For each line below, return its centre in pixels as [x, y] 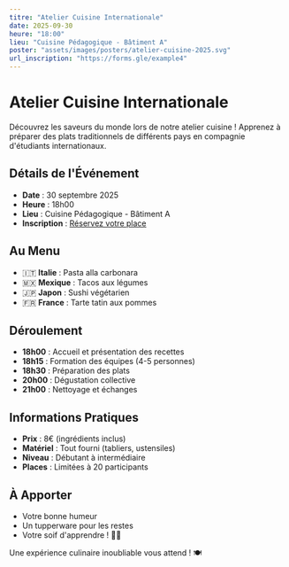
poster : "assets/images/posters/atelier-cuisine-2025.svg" [120, 50]
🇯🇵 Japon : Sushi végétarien [76, 292]
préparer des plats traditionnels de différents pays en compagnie [127, 136]
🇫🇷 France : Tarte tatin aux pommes [89, 302]
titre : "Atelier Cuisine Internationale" [87, 17]
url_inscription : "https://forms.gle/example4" [99, 58]
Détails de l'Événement [74, 174]
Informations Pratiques [74, 417]
